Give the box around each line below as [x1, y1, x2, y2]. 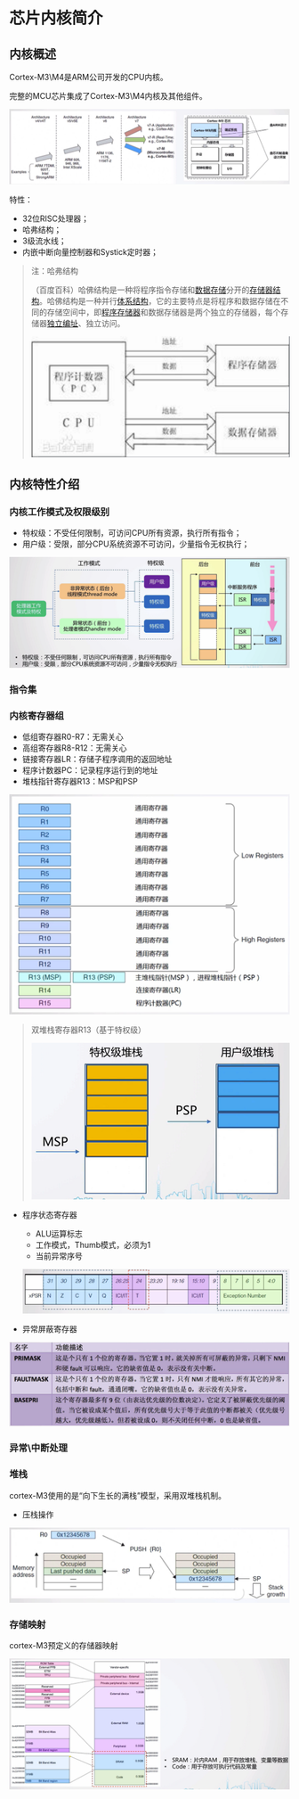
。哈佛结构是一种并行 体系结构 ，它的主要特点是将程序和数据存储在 [38, 296, 281, 307]
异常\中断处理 [9, 1442, 69, 1454]
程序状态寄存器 [21, 1210, 77, 1220]
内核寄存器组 [9, 710, 65, 722]
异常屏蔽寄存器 [21, 1323, 77, 1334]
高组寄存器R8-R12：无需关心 [21, 743, 127, 753]
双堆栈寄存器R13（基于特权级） [30, 1024, 147, 1035]
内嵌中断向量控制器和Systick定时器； [21, 247, 158, 258]
